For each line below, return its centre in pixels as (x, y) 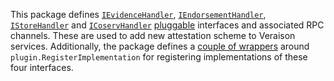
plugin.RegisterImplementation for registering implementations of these (159, 57)
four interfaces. (42, 67)
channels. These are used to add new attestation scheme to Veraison (153, 35)
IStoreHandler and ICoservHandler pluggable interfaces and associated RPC (167, 25)
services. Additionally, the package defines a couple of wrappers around (160, 46)
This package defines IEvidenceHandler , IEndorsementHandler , (138, 14)
